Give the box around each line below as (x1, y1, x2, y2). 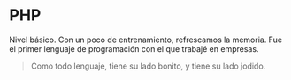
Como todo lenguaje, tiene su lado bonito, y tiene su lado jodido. (30, 61, 266, 71)
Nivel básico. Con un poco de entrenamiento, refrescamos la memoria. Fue (9, 34, 283, 45)
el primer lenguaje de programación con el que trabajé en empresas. (9, 43, 259, 54)
